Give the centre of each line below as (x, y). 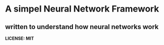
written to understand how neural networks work (82, 27)
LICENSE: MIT (20, 38)
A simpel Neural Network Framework (82, 9)
